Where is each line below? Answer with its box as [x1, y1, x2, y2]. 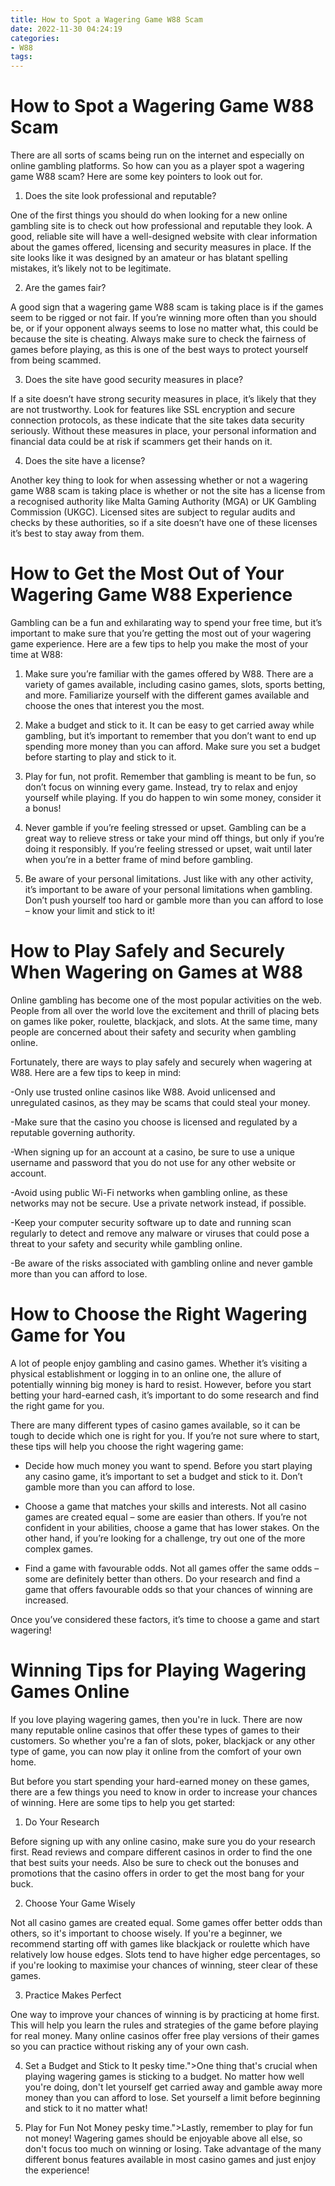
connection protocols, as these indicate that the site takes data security [10, 414, 305, 426]
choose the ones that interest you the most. [24, 700, 205, 711]
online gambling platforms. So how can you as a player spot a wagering [10, 160, 305, 172]
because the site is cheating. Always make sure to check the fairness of [10, 333, 307, 345]
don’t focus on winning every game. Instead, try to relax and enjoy [24, 781, 298, 793]
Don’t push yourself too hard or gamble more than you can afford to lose [24, 894, 324, 906]
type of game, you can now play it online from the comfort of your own [10, 1745, 302, 1757]
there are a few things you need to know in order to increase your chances [10, 1786, 318, 1798]
